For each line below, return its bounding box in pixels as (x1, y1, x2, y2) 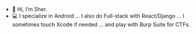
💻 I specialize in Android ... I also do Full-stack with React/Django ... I (11, 13, 185, 19)
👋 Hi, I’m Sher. (11, 6, 47, 13)
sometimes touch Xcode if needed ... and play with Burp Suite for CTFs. (11, 21, 191, 28)
